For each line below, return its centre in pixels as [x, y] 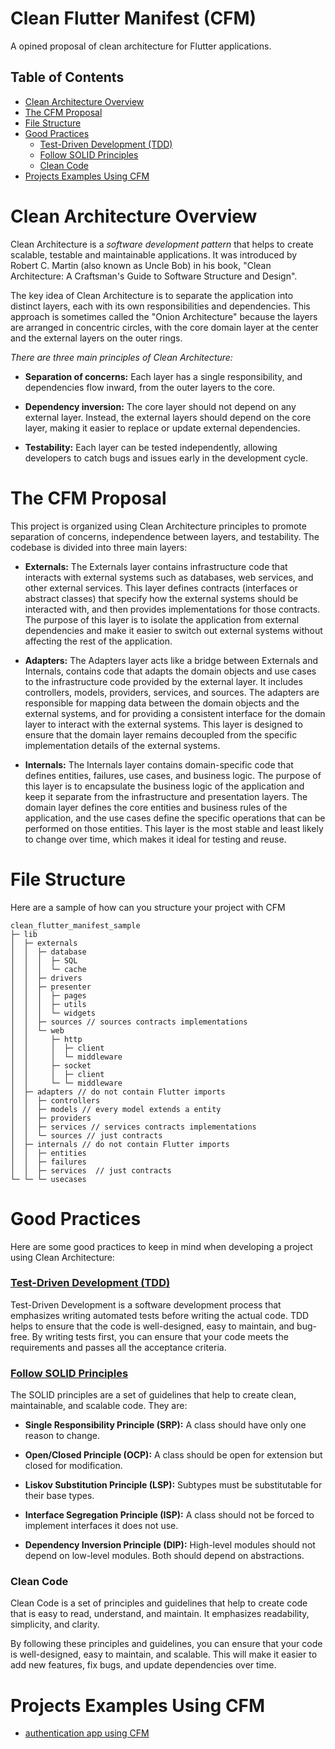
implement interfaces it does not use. [101, 1526]
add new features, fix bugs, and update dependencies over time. [143, 1665]
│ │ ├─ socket [51, 1065]
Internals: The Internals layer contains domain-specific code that [159, 764]
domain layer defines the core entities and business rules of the [156, 807]
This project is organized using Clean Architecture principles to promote [158, 526]
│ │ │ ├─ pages [48, 995]
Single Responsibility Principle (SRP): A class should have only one [165, 1425]
